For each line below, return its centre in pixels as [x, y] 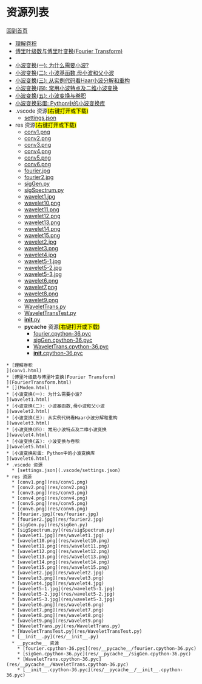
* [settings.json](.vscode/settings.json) [66, 470]
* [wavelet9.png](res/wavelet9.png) [58, 621]
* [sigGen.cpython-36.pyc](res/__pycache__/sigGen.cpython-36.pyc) [104, 654]
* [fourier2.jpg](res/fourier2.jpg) [58, 519]
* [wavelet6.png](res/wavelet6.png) [58, 605]
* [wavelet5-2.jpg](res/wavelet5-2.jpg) [63, 594]
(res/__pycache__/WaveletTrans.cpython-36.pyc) [68, 665]
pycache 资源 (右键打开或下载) [62, 326]
